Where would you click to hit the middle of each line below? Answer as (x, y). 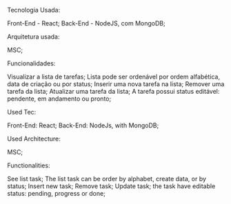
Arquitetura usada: (33, 37)
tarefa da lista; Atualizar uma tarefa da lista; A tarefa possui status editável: (113, 91)
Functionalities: (29, 165)
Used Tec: (22, 112)
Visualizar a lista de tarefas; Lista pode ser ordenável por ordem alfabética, (114, 76)
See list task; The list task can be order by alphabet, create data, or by (107, 179)
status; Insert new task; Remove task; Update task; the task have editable (111, 186)
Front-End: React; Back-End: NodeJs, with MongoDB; (83, 125)
